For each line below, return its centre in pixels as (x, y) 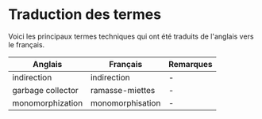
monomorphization (48, 102)
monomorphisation (125, 102)
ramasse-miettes (123, 90)
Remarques (190, 64)
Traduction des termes (85, 15)
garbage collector (46, 90)
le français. (27, 44)
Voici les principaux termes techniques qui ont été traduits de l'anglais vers (131, 36)
